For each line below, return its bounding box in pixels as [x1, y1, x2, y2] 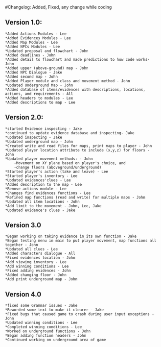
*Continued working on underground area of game [5, 338, 106, 343]
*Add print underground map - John [5, 277, 78, 282]
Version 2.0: [5, 113, 44, 122]
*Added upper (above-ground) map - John [5, 66, 89, 71]
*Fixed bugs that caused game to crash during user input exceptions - [5, 312, 154, 317]
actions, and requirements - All [5, 91, 73, 96]
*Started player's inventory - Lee [5, 173, 78, 178]
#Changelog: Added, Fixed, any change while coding [5, 4, 112, 10]
